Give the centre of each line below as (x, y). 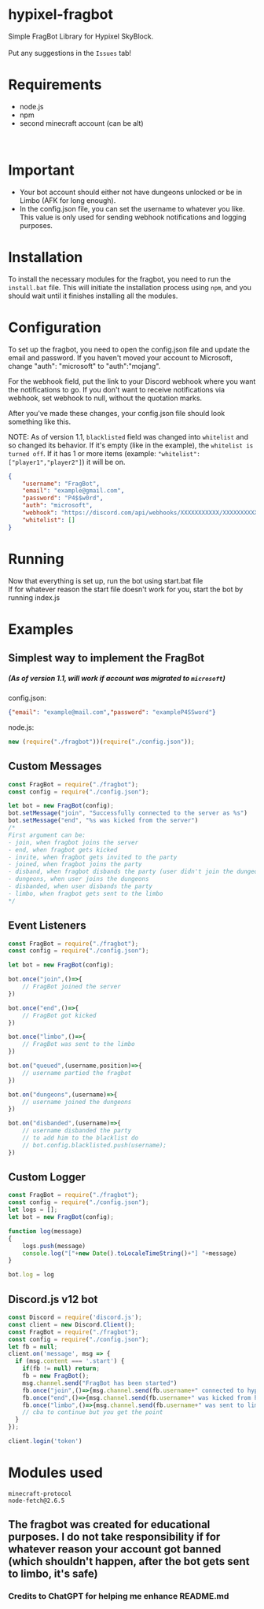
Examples (41, 629)
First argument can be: (47, 835)
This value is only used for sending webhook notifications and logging (133, 217)
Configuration (55, 327)
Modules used (56, 1473)
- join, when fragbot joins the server (73, 842)
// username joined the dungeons (77, 1102)
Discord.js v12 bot (53, 1299)
